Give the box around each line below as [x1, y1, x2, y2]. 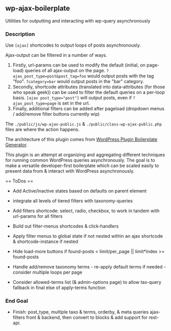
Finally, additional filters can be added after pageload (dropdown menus [12, 106, 165, 112]
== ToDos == [5, 178, 34, 184]
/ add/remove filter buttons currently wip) [12, 111, 100, 117]
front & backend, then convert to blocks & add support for [26, 315, 148, 321]
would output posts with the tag [87, 73, 154, 79]
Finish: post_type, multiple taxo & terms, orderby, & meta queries [12, 309, 149, 315]
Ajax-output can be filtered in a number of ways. [5, 52, 107, 58]
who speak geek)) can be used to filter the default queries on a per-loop [12, 89, 165, 95]
